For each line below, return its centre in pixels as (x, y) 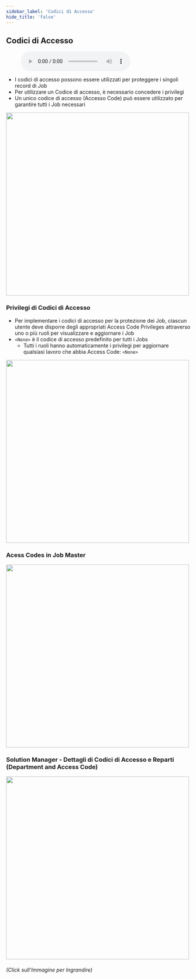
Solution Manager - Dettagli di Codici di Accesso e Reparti (90, 759)
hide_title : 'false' (31, 17)
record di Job (31, 86)
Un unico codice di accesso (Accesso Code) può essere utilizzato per (99, 98)
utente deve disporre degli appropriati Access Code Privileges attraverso (102, 327)
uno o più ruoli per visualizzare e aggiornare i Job (74, 333)
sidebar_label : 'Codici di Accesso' (51, 11)
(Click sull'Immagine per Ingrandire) (49, 970)
